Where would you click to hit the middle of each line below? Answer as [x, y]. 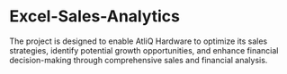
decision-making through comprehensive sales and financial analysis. [139, 60]
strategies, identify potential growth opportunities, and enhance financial [144, 50]
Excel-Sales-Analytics [95, 16]
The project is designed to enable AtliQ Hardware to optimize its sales [139, 41]
